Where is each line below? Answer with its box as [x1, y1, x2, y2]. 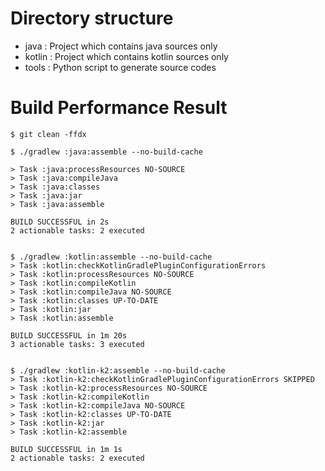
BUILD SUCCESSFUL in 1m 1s [10, 444, 123, 454]
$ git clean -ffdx [10, 129, 87, 139]
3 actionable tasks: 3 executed [10, 339, 145, 349]
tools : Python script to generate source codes [24, 61, 217, 73]
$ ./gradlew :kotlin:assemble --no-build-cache [10, 252, 213, 262]
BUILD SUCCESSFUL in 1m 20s [10, 330, 128, 341]
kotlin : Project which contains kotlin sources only [24, 50, 229, 62]
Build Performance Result [10, 97, 228, 119]
